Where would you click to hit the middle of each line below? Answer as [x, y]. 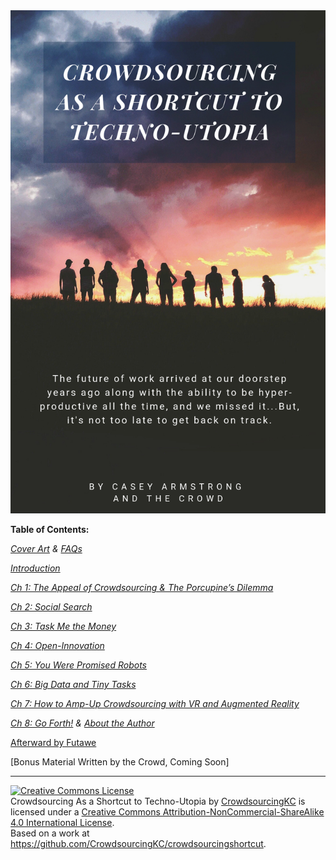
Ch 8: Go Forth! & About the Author [82, 723]
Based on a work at [50, 833]
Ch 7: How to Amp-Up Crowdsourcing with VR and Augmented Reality [155, 704]
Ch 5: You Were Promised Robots [78, 665]
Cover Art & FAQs [46, 549]
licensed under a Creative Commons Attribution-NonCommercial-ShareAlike [167, 812]
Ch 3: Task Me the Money [63, 626]
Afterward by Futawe [53, 743]
